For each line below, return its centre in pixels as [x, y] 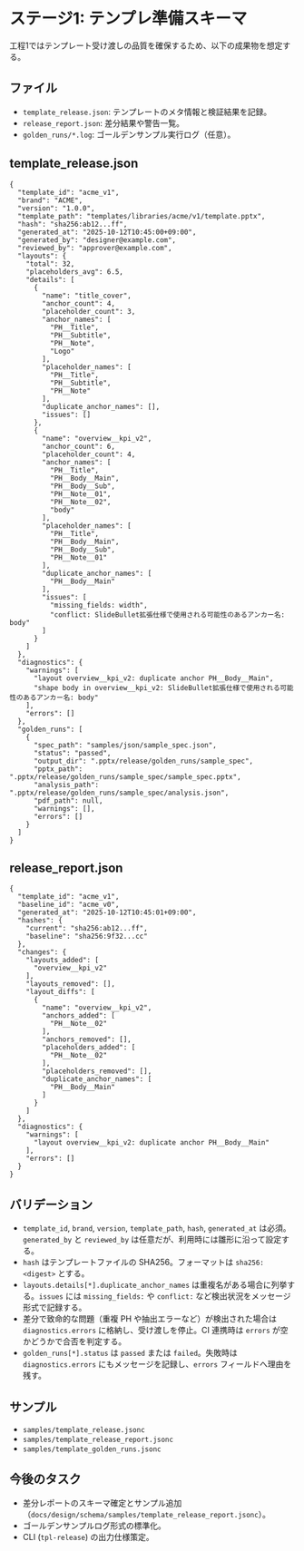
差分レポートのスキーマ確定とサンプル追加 [102, 1503]
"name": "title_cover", [87, 296]
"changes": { [42, 952]
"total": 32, [50, 264]
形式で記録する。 [54, 1308]
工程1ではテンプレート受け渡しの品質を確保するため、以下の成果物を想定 [146, 45]
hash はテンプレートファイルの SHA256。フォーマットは [128, 1263]
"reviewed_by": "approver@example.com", [95, 248]
